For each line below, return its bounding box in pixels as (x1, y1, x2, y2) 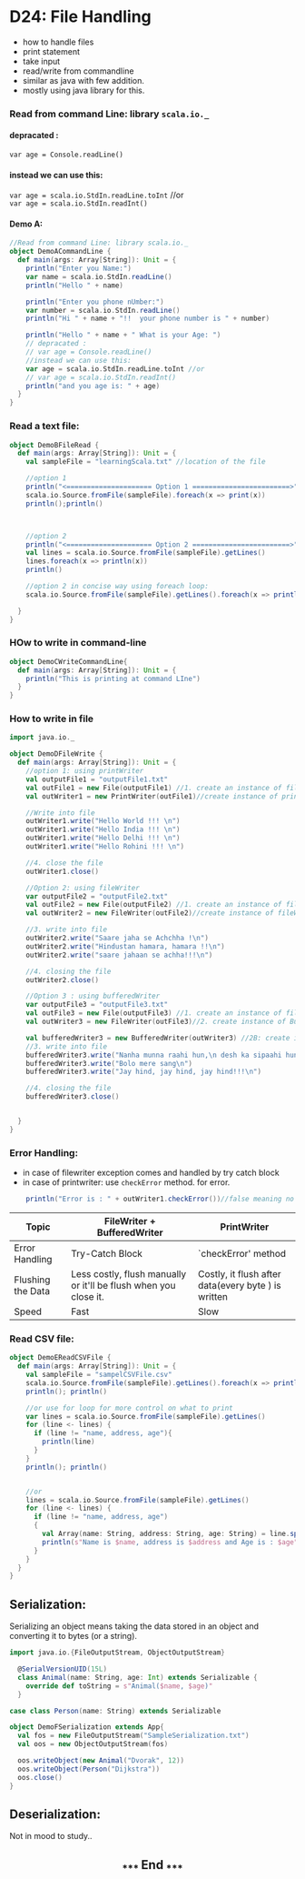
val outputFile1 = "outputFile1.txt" (25, 775, 169, 784)
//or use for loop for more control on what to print (25, 1403, 233, 1412)
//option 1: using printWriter (25, 767, 144, 776)
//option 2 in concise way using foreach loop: (25, 582, 209, 591)
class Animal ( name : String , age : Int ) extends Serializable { (17, 1673, 258, 1682)
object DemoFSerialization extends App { (9, 1723, 165, 1732)
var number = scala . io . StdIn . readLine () (25, 306, 181, 315)
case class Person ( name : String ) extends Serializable (9, 1706, 221, 1715)
